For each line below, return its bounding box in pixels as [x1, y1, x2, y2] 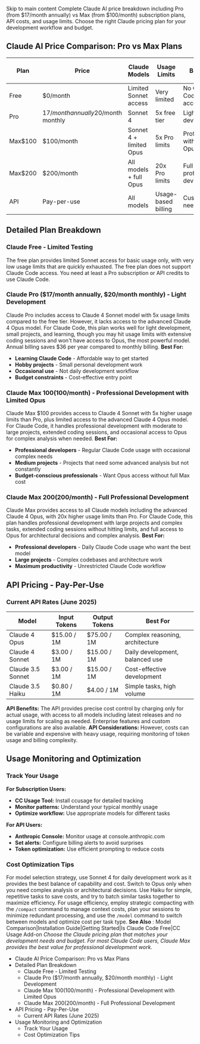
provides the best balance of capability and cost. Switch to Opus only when [6, 880, 192, 888]
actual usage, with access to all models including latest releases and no [6, 711, 182, 718]
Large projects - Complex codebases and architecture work [14, 556, 162, 563]
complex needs [14, 453, 53, 460]
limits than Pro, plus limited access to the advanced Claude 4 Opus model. [6, 416, 189, 423]
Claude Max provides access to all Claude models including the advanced [6, 506, 187, 514]
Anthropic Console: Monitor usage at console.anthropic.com [14, 832, 165, 840]
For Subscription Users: [6, 785, 67, 792]
